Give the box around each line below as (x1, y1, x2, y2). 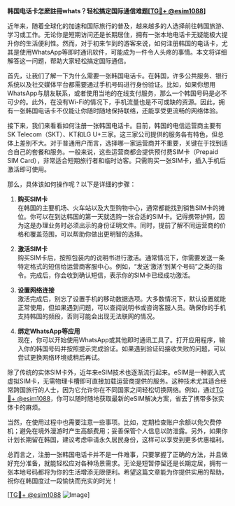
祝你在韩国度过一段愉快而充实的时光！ (7, 477, 117, 485)
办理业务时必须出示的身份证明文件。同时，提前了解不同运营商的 (36, 221, 220, 230)
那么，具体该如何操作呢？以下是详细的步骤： (7, 180, 136, 188)
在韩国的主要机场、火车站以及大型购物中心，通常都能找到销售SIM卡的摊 (17, 204, 225, 212)
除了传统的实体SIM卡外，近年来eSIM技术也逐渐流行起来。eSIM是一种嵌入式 (7, 368, 226, 377)
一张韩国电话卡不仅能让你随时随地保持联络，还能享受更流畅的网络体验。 (13, 106, 222, 115)
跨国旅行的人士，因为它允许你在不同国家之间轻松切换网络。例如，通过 (13, 386, 215, 394)
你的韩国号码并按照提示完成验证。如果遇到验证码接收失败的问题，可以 (23, 344, 226, 353)
